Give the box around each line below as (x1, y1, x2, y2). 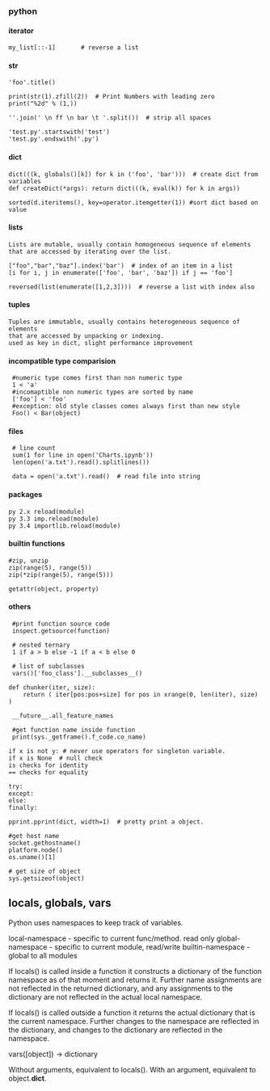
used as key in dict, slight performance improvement (8, 339, 194, 347)
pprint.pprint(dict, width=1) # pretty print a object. (8, 818, 205, 826)
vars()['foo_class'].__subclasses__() (11, 669, 143, 677)
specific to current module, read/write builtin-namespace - (53, 941, 251, 951)
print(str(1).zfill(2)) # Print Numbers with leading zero (8, 93, 216, 101)
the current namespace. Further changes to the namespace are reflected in (8, 1016, 259, 1026)
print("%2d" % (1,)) (8, 99, 78, 108)
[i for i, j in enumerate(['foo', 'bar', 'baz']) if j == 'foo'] (8, 268, 233, 276)
